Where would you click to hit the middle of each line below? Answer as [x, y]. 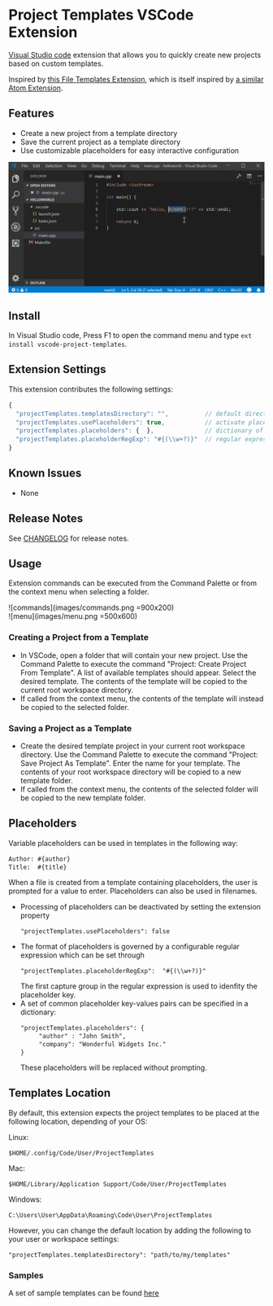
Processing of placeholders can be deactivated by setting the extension [141, 906]
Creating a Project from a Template [78, 638]
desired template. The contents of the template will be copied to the [134, 681]
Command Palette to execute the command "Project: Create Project [133, 664]
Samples [26, 1275]
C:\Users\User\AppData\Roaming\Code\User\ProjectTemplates [110, 1215]
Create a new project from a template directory [99, 133]
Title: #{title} [38, 867]
